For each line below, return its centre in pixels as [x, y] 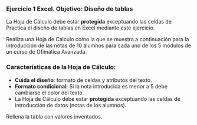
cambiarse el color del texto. [49, 93]
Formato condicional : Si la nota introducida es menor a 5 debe [91, 86]
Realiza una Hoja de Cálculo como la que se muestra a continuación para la [98, 40]
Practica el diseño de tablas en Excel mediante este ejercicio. [81, 28]
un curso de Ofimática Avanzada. [47, 52]
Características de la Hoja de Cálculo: [61, 67]
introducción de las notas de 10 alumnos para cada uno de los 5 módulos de [99, 45]
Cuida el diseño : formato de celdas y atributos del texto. [83, 80]
